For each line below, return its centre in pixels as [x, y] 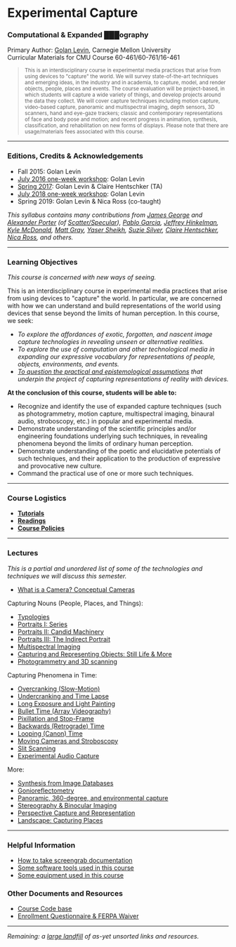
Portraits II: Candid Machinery [60, 631]
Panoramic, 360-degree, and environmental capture [93, 797]
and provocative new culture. [60, 466]
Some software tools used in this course [76, 868]
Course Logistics [37, 498]
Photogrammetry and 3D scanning [67, 661]
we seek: [20, 321]
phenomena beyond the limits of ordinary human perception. [105, 444]
